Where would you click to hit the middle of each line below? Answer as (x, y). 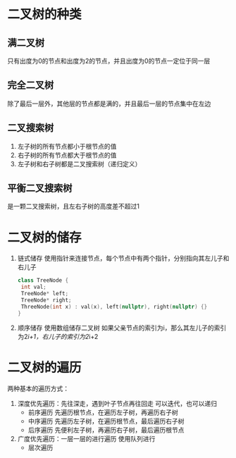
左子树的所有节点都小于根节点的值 (67, 146)
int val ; (34, 287)
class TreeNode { (43, 280)
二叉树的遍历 (45, 367)
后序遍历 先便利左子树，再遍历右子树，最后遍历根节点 (106, 430)
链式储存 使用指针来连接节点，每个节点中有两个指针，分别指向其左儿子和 (123, 259)
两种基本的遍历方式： (38, 388)
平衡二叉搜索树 (40, 188)
